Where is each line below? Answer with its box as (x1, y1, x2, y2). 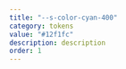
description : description (9, 38, 105, 47)
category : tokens (9, 22, 74, 30)
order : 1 (9, 47, 42, 56)
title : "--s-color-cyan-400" (9, 13, 118, 22)
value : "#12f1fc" (9, 30, 74, 39)
